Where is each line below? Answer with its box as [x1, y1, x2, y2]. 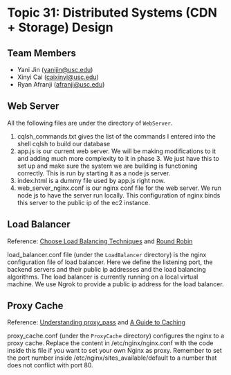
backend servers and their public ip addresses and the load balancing [7, 265, 206, 273]
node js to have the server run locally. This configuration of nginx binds [17, 191, 221, 199]
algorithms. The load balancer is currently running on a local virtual [7, 272, 198, 281]
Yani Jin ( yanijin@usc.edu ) [17, 66, 93, 73]
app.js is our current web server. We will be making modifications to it [17, 147, 216, 155]
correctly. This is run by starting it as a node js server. [17, 168, 171, 177]
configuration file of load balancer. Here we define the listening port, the [7, 258, 213, 266]
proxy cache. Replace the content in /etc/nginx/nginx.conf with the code [7, 339, 214, 347]
